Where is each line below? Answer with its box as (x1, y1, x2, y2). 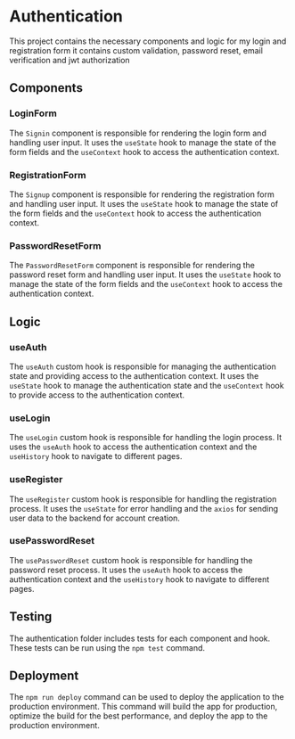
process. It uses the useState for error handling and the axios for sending (9, 503, 279, 513)
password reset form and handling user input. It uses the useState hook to (9, 269, 282, 280)
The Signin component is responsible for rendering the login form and (9, 127, 267, 138)
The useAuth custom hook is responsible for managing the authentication (9, 361, 276, 372)
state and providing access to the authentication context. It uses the (9, 370, 259, 381)
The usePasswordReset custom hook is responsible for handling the (9, 554, 253, 565)
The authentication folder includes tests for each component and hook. (9, 633, 271, 644)
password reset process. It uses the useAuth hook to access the (9, 564, 243, 575)
